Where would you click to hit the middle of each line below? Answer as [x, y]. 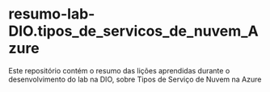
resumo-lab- [52, 14]
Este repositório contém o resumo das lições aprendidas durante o [119, 70]
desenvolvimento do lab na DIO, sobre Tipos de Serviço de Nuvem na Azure [135, 79]
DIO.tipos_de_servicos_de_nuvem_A [133, 31]
